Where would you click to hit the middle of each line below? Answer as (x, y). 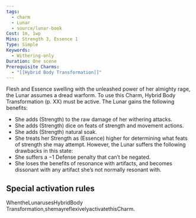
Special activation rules (50, 188)
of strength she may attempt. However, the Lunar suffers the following (100, 145)
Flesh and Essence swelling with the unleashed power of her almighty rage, (98, 89)
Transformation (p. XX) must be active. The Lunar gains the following (90, 102)
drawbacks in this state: (44, 151)
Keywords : (18, 50)
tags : (13, 12)
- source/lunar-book (37, 28)
